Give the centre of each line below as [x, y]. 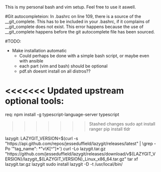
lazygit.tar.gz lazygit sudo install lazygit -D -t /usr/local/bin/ [64, 164]
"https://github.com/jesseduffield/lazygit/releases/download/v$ [68, 154]
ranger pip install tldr [110, 129]
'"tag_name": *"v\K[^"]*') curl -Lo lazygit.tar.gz [59, 149]
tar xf [133, 159]
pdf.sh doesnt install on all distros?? [55, 71]
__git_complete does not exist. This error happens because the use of [74, 27]
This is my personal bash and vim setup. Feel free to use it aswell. [71, 7]
